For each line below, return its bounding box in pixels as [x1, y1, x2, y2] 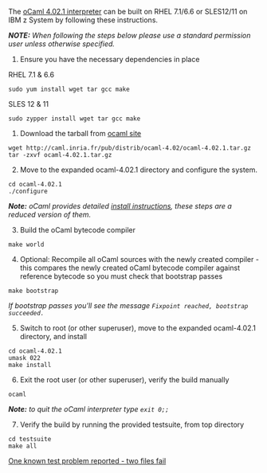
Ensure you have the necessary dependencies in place [19, 55, 200, 64]
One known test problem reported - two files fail [8, 456, 167, 465]
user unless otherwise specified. [8, 39, 116, 49]
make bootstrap [8, 287, 59, 295]
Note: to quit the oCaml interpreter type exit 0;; [8, 405, 170, 413]
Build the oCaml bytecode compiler [19, 225, 136, 234]
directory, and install [19, 332, 88, 341]
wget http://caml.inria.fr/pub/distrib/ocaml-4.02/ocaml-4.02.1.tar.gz [8, 144, 251, 152]
